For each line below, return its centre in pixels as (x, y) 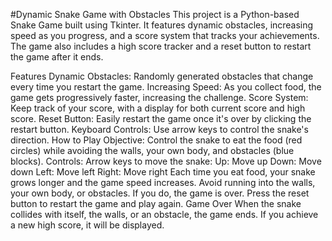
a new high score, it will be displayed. (87, 225)
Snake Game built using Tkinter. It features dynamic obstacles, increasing (162, 25)
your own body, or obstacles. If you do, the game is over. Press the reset (160, 193)
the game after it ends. (57, 57)
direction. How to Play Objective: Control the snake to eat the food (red (156, 140)
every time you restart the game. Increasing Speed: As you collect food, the (166, 87)
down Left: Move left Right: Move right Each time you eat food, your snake (163, 172)
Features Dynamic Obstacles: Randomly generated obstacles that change (162, 76)
